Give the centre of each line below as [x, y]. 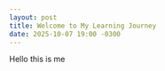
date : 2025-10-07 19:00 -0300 [65, 34]
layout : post [33, 17]
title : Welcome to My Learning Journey [83, 26]
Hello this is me [37, 59]
